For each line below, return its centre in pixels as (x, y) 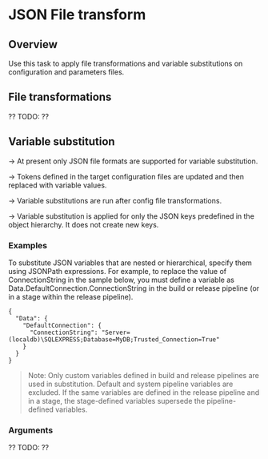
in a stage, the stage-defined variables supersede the (116, 401)
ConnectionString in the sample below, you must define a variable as (121, 280)
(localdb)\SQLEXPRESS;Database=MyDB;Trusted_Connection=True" (114, 339)
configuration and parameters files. (66, 72)
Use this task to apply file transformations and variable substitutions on (126, 63)
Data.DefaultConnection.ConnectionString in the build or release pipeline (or (134, 288)
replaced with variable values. (58, 185)
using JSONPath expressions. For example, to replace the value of (118, 271)
